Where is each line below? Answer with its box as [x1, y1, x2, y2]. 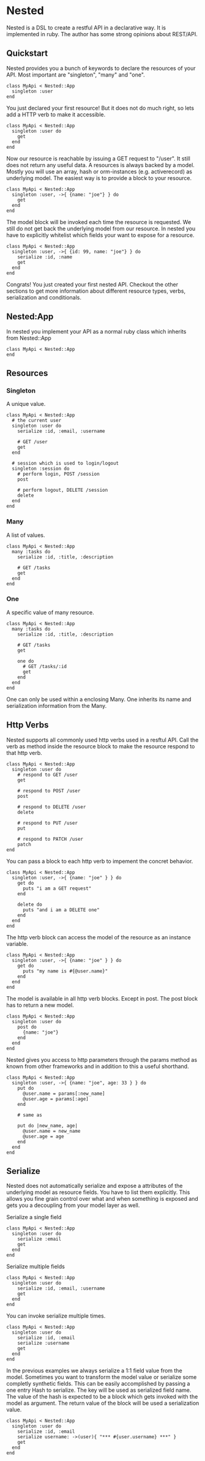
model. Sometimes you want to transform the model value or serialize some [6, 1373, 197, 1381]
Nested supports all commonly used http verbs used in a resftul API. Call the [6, 736, 199, 743]
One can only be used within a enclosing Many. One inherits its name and [6, 696, 192, 703]
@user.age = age [22, 1133, 64, 1140]
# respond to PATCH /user [17, 836, 84, 842]
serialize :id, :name [17, 254, 72, 260]
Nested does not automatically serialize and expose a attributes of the [6, 1182, 183, 1190]
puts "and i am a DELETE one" [22, 907, 100, 913]
